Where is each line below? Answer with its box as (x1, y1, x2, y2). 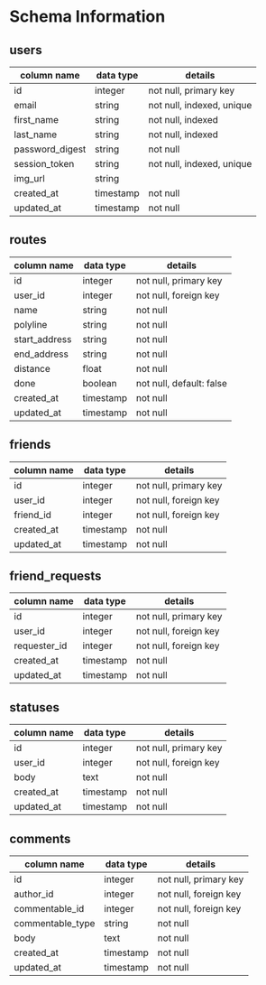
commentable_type (14, 917, 96, 930)
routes (9, 232, 47, 247)
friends (9, 437, 51, 452)
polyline (14, 318, 48, 330)
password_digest (14, 143, 87, 155)
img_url (14, 172, 45, 184)
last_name (14, 128, 58, 141)
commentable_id (14, 903, 85, 915)
